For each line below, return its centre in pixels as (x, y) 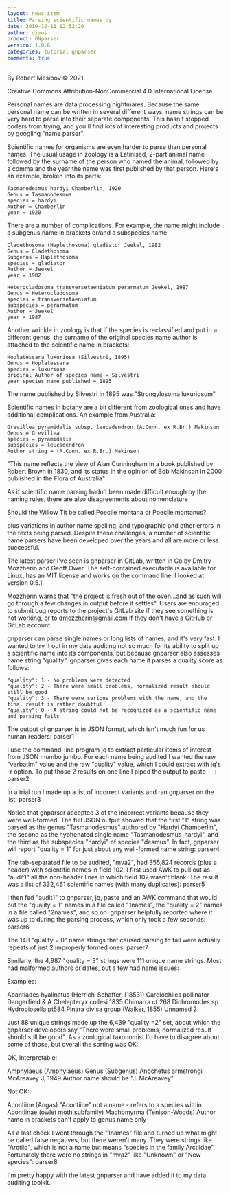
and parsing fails (33, 716)
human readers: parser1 (41, 736)
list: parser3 (24, 799)
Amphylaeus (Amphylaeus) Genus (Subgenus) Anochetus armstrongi (105, 1071)
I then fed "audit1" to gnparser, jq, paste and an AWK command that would (112, 897)
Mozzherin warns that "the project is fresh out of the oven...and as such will (114, 596)
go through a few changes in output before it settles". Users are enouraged (113, 603)
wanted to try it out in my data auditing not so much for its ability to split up (113, 645)
